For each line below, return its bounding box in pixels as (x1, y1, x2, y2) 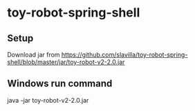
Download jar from (7, 50, 60, 59)
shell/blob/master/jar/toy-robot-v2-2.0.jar (7, 58, 125, 66)
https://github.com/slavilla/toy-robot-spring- (61, 50, 188, 59)
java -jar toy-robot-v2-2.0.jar (7, 96, 89, 104)
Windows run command (7, 78, 113, 90)
